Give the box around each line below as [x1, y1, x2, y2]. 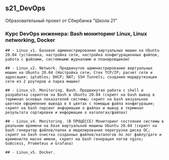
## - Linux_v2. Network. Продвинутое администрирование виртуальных [5, 66, 153, 71]
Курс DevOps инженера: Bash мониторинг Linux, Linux [5, 30, 147, 37]
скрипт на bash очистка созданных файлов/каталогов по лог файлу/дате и [5, 132, 162, 137]
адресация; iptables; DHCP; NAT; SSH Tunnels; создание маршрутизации [5, 74, 157, 80]
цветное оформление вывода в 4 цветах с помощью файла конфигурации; [5, 101, 155, 106]
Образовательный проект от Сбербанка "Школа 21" [5, 17, 117, 23]
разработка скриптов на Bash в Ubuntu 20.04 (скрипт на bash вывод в [5, 92, 155, 98]
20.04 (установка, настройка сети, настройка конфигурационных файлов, [5, 53, 159, 58]
